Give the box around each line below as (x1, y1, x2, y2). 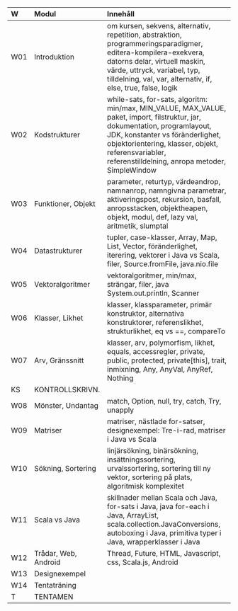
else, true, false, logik (107, 83, 178, 93)
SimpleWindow (107, 166, 157, 175)
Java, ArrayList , (107, 510, 159, 520)
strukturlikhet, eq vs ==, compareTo (107, 326, 225, 336)
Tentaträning (34, 581, 76, 590)
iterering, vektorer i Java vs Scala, (107, 251, 220, 260)
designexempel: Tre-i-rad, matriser (107, 426, 226, 435)
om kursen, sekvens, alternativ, (107, 21, 211, 30)
